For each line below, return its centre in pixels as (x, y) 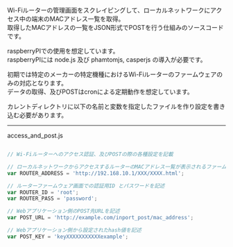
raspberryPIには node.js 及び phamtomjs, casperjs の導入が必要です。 (107, 60)
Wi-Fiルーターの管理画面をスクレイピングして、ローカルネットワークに (109, 10)
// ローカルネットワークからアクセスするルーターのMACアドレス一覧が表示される (107, 167)
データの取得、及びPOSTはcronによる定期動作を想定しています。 (101, 92)
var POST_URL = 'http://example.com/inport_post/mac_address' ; (101, 218)
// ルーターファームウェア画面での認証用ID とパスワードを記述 (86, 186)
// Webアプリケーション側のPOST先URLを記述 (63, 211)
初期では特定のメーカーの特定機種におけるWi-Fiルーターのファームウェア (112, 74)
